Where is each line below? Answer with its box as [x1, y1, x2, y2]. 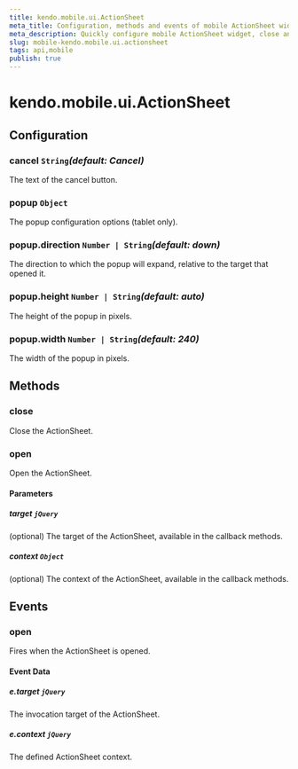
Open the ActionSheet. [9, 467, 93, 479]
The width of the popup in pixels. [9, 353, 130, 364]
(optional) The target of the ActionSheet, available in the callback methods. [9, 530, 284, 541]
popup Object [9, 196, 68, 208]
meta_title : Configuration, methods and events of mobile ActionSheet [9, 21, 276, 30]
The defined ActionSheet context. [9, 751, 133, 762]
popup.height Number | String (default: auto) [9, 290, 206, 302]
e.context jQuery [9, 729, 72, 740]
